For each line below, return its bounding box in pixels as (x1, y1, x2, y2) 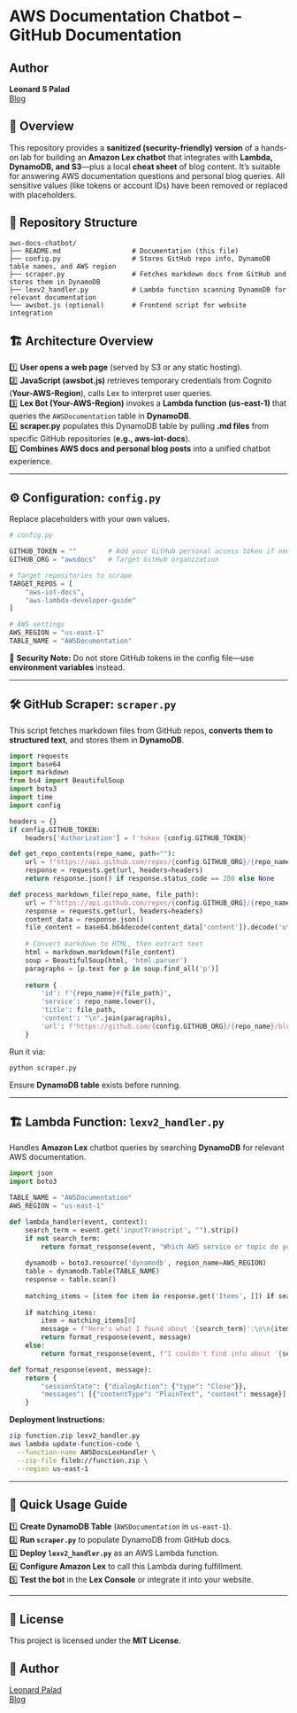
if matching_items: (25, 1308, 97, 1317)
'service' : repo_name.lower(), (41, 997, 156, 1007)
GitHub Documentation (9, 25, 182, 45)
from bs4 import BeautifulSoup (9, 776, 125, 785)
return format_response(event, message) (41, 1333, 192, 1342)
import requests (9, 751, 69, 760)
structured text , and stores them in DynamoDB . (9, 734, 185, 745)
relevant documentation (9, 292, 97, 302)
